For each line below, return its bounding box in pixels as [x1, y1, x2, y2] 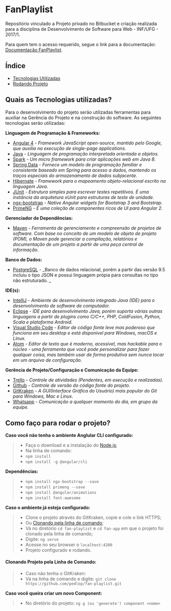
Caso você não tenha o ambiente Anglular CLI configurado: [5, 432, 134, 439]
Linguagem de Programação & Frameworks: [5, 129, 101, 136]
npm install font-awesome [25, 495, 81, 501]
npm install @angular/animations [25, 490, 97, 495]
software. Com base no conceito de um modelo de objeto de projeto [12, 230, 157, 236]
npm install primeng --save [25, 485, 85, 490]
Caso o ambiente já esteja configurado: [5, 505, 90, 511]
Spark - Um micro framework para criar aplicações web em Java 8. [12, 156, 156, 162]
